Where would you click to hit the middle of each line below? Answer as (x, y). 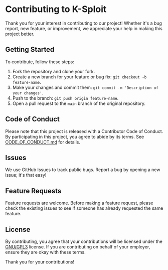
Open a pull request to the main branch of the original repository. (79, 103)
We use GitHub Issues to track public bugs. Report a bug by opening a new (83, 170)
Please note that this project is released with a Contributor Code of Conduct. (84, 131)
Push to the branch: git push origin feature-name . (65, 98)
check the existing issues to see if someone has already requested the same (84, 208)
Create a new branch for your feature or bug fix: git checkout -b (79, 77)
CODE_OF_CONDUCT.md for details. (43, 142)
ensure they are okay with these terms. (46, 252)
